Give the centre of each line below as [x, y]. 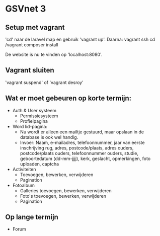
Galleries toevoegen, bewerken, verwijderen [66, 190]
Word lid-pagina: [30, 126]
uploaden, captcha [39, 164]
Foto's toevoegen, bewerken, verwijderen [63, 196]
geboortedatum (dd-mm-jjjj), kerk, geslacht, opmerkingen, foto [85, 159]
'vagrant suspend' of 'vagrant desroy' [45, 82]
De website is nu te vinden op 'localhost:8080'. [54, 54]
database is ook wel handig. [49, 137]
